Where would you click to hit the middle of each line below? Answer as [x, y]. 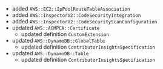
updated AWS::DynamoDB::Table [50, 53]
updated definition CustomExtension [65, 34]
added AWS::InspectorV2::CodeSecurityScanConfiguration [85, 21]
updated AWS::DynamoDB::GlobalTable [58, 40]
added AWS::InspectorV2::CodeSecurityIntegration [76, 15]
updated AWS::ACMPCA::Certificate [56, 28]
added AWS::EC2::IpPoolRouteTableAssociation [71, 9]
